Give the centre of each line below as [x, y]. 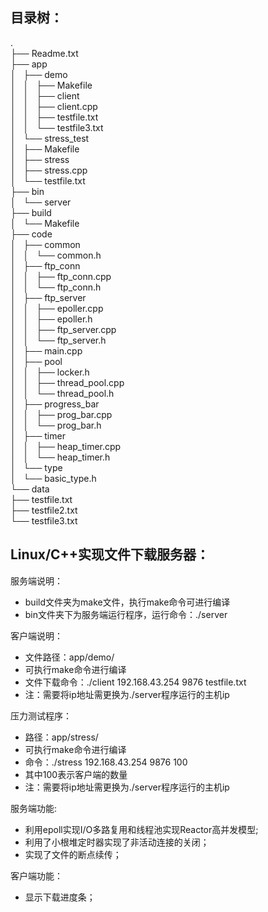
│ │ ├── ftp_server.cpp [63, 329]
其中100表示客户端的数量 [76, 774]
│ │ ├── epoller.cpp [57, 308]
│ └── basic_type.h [53, 478]
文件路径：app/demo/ [69, 657]
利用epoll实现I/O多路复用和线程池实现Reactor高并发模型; [141, 829]
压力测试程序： [41, 715]
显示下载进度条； [60, 897]
